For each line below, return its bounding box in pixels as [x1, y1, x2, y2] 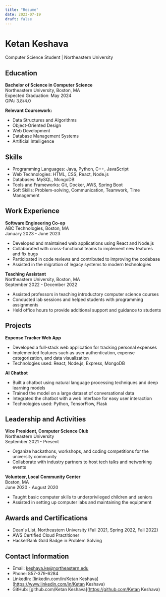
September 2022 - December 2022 [5, 282, 78, 288]
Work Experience [5, 207, 60, 215]
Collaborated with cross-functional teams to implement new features [12, 245, 153, 251]
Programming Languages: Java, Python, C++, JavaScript [12, 166, 129, 172]
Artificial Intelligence [12, 138, 55, 144]
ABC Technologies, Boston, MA [5, 225, 69, 231]
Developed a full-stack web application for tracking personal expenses [12, 344, 157, 350]
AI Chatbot [5, 370, 28, 376]
